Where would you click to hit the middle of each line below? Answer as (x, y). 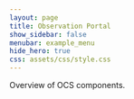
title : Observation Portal (60, 26)
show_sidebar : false (48, 34)
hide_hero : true (40, 51)
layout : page (34, 18)
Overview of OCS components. (67, 85)
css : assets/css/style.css (60, 59)
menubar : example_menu (52, 43)
